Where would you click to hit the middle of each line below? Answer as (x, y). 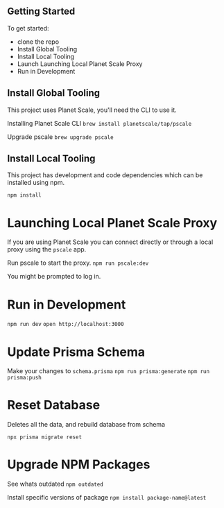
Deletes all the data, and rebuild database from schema (86, 425)
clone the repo (38, 42)
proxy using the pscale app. (47, 249)
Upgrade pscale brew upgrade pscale (60, 137)
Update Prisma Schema (76, 352)
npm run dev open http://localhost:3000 (66, 325)
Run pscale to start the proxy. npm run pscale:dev (78, 263)
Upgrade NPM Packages (79, 465)
